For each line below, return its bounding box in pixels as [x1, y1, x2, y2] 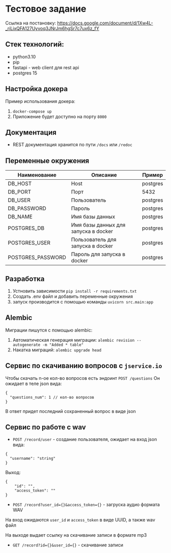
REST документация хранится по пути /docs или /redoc [12, 142, 132, 148]
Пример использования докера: [5, 98, 75, 104]
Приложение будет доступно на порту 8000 [12, 113, 107, 120]
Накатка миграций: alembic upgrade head [12, 347, 102, 353]
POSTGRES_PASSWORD [8, 254, 66, 261]
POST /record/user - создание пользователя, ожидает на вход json [12, 436, 157, 443]
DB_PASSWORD [8, 205, 47, 212]
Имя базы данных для [71, 222, 126, 229]
